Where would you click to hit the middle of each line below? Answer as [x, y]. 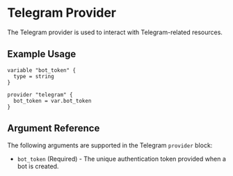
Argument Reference [54, 128]
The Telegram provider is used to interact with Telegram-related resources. [115, 32]
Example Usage [42, 54]
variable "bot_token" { [42, 70]
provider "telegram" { [40, 95]
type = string [34, 76]
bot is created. [38, 166]
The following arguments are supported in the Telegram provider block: [110, 145]
